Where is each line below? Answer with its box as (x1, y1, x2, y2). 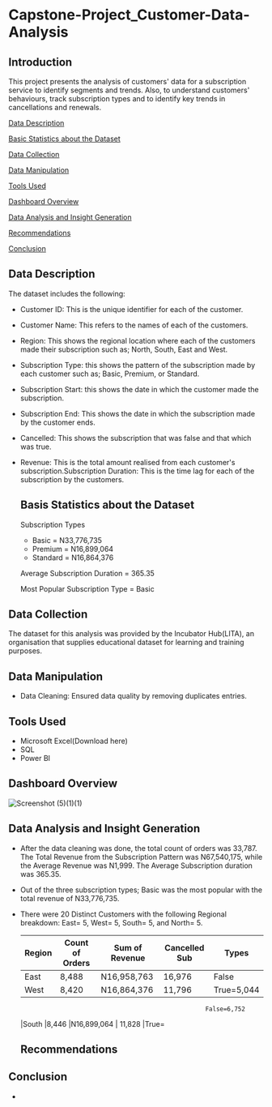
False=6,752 (205, 1005, 245, 1013)
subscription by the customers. (19, 474, 125, 484)
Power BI (19, 754, 51, 763)
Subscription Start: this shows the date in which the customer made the (19, 384, 259, 394)
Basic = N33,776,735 (32, 535, 103, 545)
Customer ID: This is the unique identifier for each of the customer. (19, 304, 244, 314)
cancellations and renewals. (8, 103, 102, 112)
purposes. (8, 646, 43, 656)
